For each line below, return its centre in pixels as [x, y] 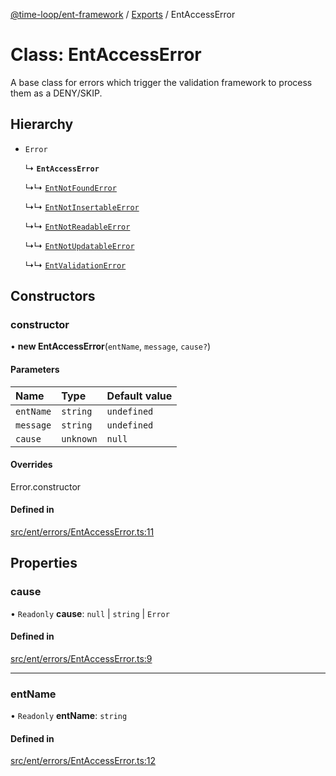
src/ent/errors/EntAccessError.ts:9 [81, 658]
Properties [44, 563]
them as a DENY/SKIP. [56, 93]
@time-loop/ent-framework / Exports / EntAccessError [123, 14]
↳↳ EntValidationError [75, 265]
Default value [139, 396]
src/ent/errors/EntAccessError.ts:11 [82, 532]
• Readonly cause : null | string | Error [90, 613]
